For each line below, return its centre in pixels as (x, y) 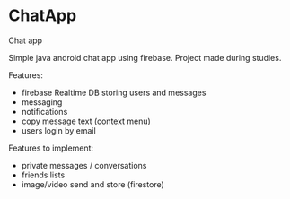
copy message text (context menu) (86, 121)
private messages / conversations (84, 165)
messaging (42, 102)
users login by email (58, 130)
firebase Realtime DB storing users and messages (114, 92)
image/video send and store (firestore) (93, 184)
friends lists (43, 175)
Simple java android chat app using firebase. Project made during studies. (145, 57)
